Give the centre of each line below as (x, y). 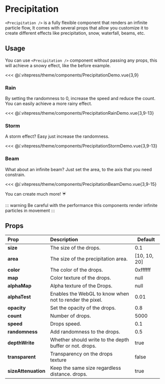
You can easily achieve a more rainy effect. (49, 103)
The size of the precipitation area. (89, 259)
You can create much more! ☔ (36, 194)
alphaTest (19, 297)
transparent (22, 357)
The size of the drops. (75, 248)
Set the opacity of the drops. (83, 308)
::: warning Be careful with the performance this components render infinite (82, 205)
